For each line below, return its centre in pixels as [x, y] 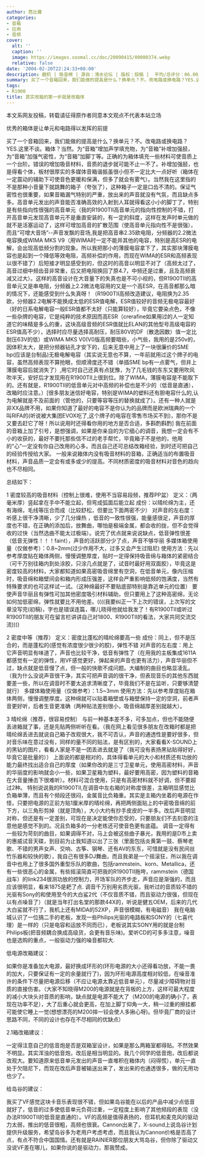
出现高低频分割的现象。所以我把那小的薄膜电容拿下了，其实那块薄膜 [108, 248]
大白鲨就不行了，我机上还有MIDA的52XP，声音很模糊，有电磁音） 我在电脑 [101, 909]
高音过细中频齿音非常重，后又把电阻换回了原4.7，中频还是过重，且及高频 [99, 270]
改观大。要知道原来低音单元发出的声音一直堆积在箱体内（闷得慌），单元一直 [101, 1060]
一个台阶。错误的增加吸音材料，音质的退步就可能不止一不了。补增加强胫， [100, 164]
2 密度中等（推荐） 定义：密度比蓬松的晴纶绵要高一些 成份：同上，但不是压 [101, 637]
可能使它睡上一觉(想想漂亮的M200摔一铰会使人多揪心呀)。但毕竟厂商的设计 [101, 1012]
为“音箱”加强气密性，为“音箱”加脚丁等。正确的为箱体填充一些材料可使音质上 [102, 156]
